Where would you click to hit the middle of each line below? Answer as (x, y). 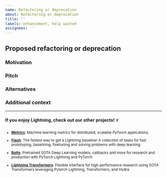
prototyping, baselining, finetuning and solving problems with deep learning (76, 145)
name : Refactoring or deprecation (41, 10)
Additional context (28, 102)
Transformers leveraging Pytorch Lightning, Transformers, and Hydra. (71, 170)
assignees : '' (20, 28)
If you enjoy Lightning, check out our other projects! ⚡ (62, 120)
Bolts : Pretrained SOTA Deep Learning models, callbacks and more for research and (83, 153)
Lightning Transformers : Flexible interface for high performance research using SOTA (85, 165)
